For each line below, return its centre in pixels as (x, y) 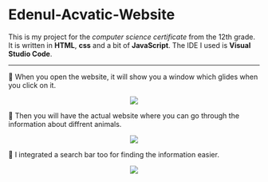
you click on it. (32, 85)
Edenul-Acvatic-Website (92, 15)
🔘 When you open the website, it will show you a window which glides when (133, 77)
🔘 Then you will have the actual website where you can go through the (124, 115)
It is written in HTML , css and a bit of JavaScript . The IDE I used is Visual (130, 45)
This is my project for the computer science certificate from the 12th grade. (132, 37)
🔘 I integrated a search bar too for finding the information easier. (114, 154)
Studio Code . (30, 53)
